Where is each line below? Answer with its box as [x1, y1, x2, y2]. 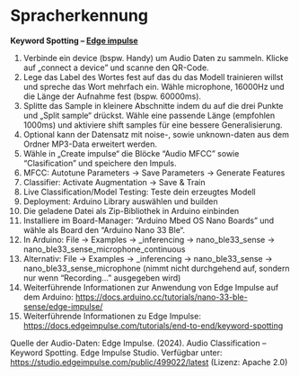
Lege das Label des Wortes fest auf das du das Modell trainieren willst [22, 71, 284, 82]
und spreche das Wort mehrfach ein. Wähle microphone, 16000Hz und [22, 81, 286, 92]
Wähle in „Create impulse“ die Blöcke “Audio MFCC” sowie [22, 148, 240, 158]
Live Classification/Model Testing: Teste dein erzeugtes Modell [22, 186, 256, 197]
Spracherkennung [10, 5, 149, 26]
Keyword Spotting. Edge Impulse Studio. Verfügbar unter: [10, 347, 223, 358]
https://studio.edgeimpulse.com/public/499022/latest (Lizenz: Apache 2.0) [10, 356, 288, 367]
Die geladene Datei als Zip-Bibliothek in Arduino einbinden [22, 205, 240, 216]
